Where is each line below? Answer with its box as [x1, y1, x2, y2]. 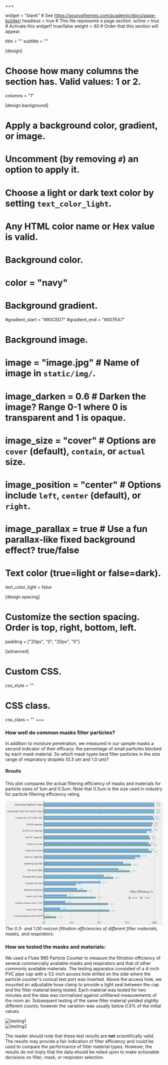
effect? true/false [5, 545, 79, 556]
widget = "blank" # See [5, 13, 53, 18]
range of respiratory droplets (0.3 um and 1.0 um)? [5, 756, 109, 762]
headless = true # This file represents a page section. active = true [22, 18, 159, 24]
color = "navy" [5, 277, 68, 289]
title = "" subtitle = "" [5, 38, 48, 44]
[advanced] [5, 649, 29, 654]
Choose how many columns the [5, 66, 139, 77]
